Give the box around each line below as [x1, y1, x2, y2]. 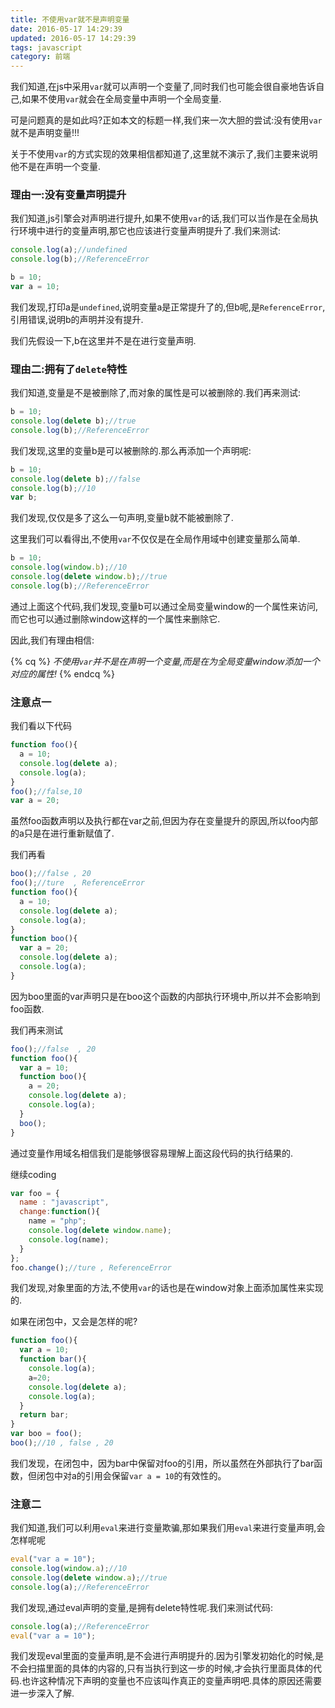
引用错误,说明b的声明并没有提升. [10, 313, 144, 325]
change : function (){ [19, 1207, 101, 1217]
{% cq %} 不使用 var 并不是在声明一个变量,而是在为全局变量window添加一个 [10, 655, 320, 667]
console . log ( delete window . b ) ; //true [10, 572, 168, 582]
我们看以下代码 [10, 720, 72, 732]
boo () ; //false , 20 [10, 869, 92, 879]
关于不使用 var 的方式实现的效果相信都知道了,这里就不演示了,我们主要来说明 [10, 148, 318, 160]
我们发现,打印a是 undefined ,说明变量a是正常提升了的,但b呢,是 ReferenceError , [10, 301, 326, 313]
